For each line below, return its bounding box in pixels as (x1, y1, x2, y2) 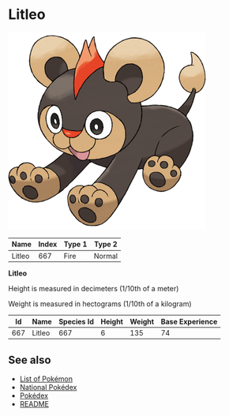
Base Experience (160, 317, 218, 326)
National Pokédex (19, 383, 77, 392)
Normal (93, 251, 118, 260)
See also (8, 353, 51, 366)
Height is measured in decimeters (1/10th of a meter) (8, 284, 179, 294)
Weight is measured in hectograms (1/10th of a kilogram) (8, 299, 192, 309)
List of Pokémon (19, 374, 73, 384)
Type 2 (93, 239, 118, 249)
